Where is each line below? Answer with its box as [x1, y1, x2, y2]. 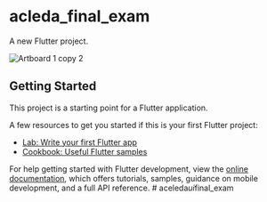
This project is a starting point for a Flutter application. [9, 102, 208, 113]
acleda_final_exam [9, 6, 150, 27]
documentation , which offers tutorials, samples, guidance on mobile [9, 173, 258, 183]
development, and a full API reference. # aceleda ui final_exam [9, 182, 234, 193]
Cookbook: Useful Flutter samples [21, 146, 148, 157]
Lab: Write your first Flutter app [21, 136, 138, 148]
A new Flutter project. [9, 36, 89, 46]
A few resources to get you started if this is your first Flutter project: [9, 119, 258, 130]
